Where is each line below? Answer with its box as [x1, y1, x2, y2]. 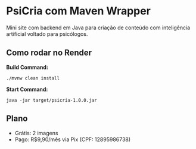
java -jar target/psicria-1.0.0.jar [6, 97, 97, 103]
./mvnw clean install [6, 75, 60, 81]
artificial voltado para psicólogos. [6, 30, 88, 37]
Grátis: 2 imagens [14, 129, 58, 136]
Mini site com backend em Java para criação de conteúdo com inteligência [6, 24, 191, 31]
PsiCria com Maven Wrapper [6, 4, 151, 18]
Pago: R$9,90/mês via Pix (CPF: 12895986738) [14, 136, 131, 143]
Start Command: [6, 86, 48, 93]
